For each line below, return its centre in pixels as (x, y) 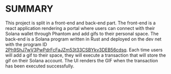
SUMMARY (29, 9)
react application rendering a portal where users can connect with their (80, 28)
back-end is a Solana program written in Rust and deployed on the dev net (83, 39)
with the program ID (26, 44)
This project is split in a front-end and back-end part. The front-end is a (80, 23)
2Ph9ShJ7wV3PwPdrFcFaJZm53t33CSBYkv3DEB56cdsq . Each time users (84, 50)
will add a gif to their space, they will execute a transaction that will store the (86, 55)
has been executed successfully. (40, 66)
